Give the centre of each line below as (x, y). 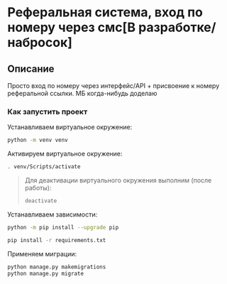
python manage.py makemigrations (57, 267)
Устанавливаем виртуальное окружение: (70, 127)
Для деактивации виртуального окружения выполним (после (118, 180)
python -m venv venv (38, 140)
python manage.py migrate (45, 273)
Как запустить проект (48, 111)
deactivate (41, 201)
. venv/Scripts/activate (44, 167)
